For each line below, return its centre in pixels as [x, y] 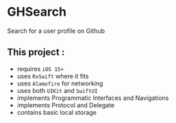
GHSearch [37, 12]
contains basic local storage [57, 112]
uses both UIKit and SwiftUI [57, 90]
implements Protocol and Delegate [66, 105]
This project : [36, 52]
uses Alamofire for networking [60, 83]
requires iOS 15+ [40, 68]
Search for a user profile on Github [56, 31]
